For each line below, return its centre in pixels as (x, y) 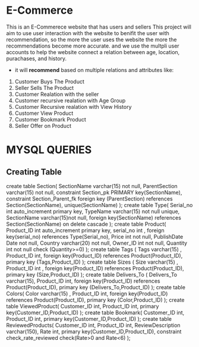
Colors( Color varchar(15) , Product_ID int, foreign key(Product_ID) (87, 293)
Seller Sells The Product (44, 87)
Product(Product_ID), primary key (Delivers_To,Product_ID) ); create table (96, 287)
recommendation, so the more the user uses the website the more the (91, 39)
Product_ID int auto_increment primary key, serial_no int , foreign (85, 230)
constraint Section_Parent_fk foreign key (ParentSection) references (90, 198)
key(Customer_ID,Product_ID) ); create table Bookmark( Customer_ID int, (95, 312)
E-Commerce (40, 10)
